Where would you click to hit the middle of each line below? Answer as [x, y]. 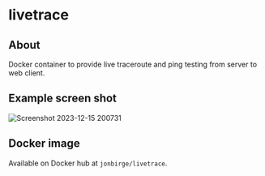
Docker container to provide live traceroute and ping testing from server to [133, 64]
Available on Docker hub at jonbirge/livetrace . [88, 163]
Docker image [44, 144]
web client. [27, 73]
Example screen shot [63, 99]
